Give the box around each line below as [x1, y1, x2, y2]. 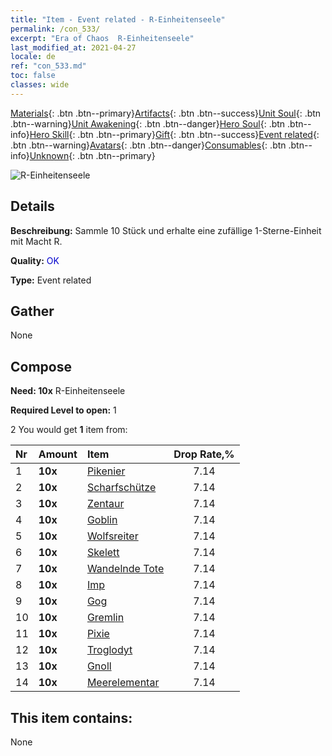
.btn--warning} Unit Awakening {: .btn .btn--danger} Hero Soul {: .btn [10, 117, 286, 130]
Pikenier [86, 464, 126, 478]
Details [10, 198, 55, 215]
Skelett [86, 546, 120, 560]
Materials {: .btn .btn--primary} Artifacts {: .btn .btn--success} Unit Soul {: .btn [10, 107, 322, 119]
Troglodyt [86, 643, 133, 657]
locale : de [10, 52, 56, 62]
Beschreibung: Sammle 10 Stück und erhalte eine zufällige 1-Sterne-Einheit [10, 224, 322, 236]
